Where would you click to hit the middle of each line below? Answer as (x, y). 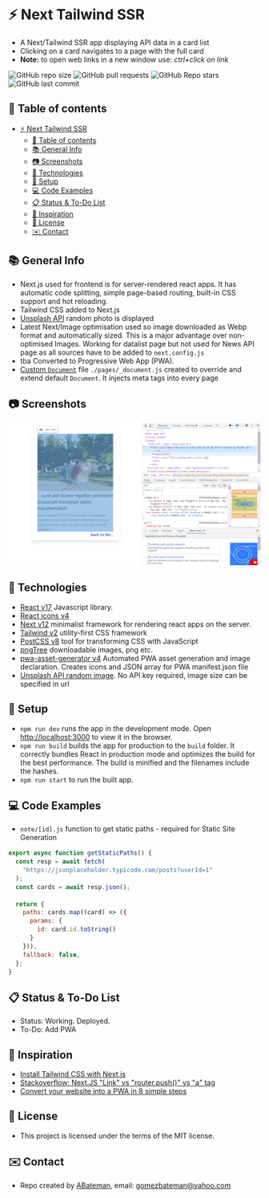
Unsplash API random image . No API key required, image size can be (134, 675)
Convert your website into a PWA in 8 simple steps (103, 1091)
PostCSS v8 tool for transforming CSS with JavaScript (109, 641)
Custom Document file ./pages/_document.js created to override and (130, 369)
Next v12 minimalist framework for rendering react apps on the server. (136, 624)
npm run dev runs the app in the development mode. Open (115, 728)
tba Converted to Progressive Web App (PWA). (97, 360)
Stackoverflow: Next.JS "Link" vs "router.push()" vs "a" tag (118, 1082)
